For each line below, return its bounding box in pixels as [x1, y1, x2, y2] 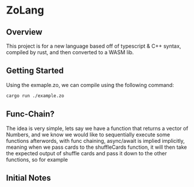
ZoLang [6, 4, 44, 17]
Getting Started [6, 66, 64, 76]
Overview [6, 27, 43, 37]
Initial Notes [6, 173, 51, 183]
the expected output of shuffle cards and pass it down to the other [6, 149, 168, 156]
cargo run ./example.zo [6, 92, 65, 99]
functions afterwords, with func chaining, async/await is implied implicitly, [6, 137, 185, 144]
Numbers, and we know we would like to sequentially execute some [6, 131, 170, 138]
